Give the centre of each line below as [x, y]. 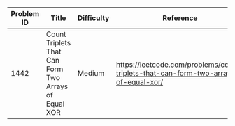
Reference [180, 18]
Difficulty [93, 18]
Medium [91, 73]
